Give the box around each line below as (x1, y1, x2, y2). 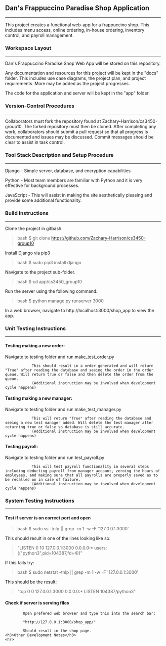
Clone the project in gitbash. (5, 226, 63, 231)
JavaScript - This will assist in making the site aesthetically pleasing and (5, 192, 152, 198)
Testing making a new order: (5, 342, 65, 348)
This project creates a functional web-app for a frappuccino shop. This (5, 22, 150, 28)
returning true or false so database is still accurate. (5, 424, 125, 429)
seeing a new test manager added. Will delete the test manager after (5, 420, 154, 425)
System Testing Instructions (5, 497, 75, 504)
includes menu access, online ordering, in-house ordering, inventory (5, 27, 145, 33)
